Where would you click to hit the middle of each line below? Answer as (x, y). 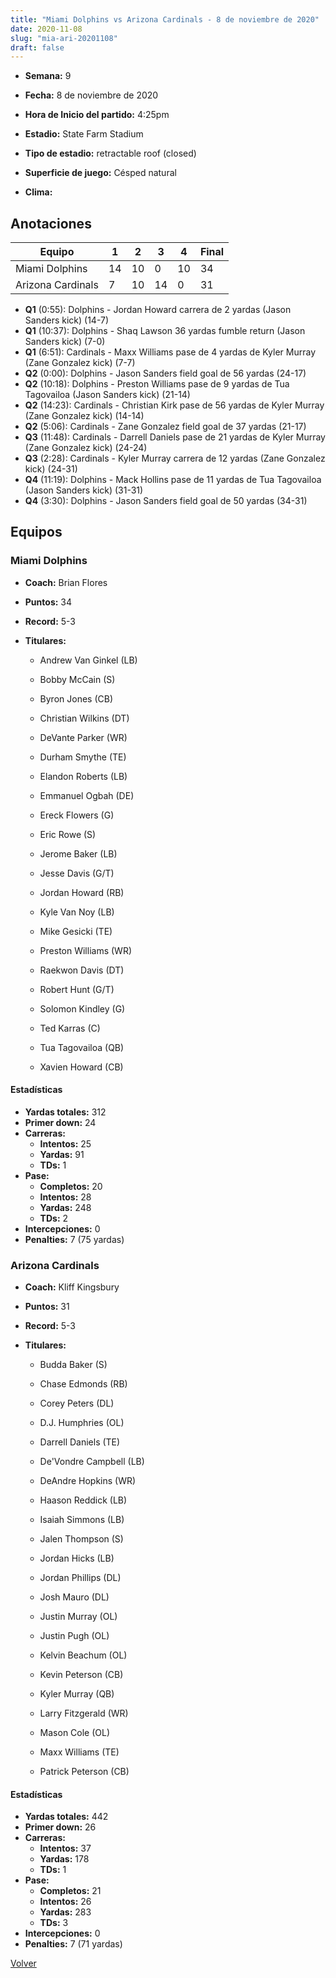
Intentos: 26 (65, 1902)
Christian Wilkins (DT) (84, 718)
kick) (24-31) (51, 469)
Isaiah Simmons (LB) (82, 1520)
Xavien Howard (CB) (81, 1067)
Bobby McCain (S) (77, 679)
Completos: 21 (70, 1891)
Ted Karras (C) (70, 1028)
